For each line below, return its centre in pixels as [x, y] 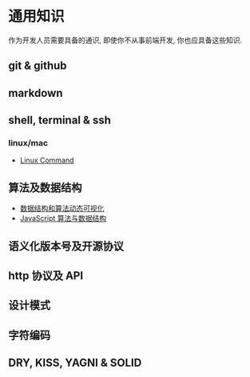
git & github [38, 66]
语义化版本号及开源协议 [66, 246]
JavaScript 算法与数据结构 [63, 219]
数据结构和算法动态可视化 [62, 208]
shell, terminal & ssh [60, 120]
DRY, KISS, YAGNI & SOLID [75, 363]
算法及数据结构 [45, 188]
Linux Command [47, 160]
